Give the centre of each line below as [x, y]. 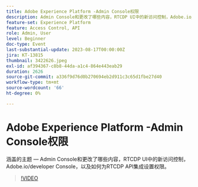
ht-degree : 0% [24, 93]
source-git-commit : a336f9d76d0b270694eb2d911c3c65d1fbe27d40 [84, 77]
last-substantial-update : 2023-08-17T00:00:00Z [66, 50]
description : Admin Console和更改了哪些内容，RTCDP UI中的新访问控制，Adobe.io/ [100, 17]
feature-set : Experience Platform [49, 22]
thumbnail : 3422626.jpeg [37, 60]
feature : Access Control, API [43, 28]
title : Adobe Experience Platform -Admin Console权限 [73, 11]
